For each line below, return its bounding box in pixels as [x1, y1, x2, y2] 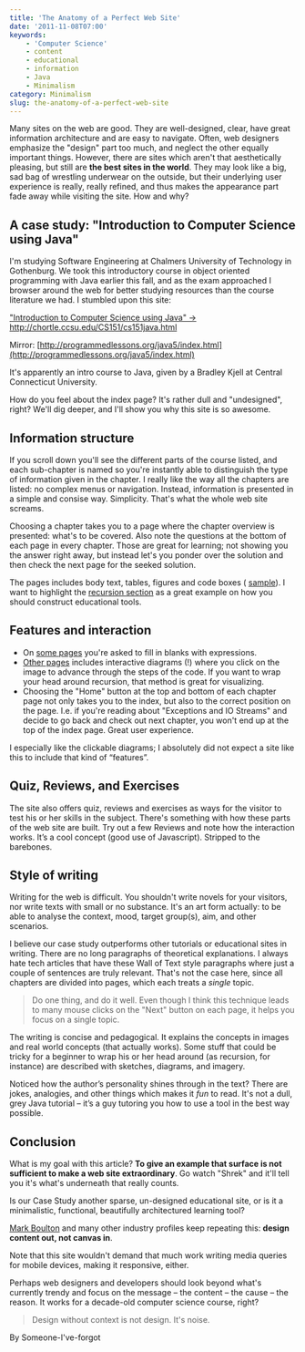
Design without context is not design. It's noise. [31, 1315, 210, 1326]
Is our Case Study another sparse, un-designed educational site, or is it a [9, 1195, 284, 1206]
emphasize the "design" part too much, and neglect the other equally [9, 142, 269, 153]
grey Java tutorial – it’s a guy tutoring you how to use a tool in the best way [9, 1098, 290, 1109]
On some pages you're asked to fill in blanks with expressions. [22, 646, 258, 657]
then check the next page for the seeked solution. [9, 560, 197, 570]
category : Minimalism [9, 89, 92, 98]
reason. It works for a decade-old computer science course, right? [9, 1296, 259, 1308]
